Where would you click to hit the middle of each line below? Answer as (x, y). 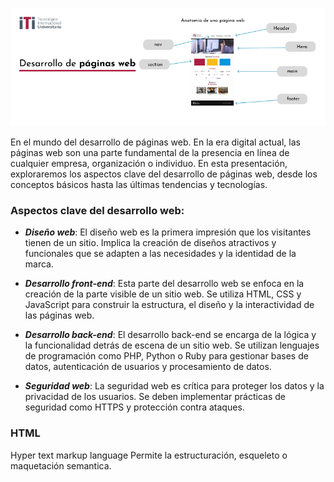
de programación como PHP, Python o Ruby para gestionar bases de (166, 356)
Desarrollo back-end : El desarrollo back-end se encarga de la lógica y (170, 335)
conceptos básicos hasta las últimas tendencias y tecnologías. (139, 184)
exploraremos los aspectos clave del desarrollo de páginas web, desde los (164, 174)
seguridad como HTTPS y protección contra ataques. (134, 407)
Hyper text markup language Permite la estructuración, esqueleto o (149, 455)
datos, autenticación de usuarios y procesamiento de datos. (148, 367)
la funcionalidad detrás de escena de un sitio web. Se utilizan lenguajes (172, 345)
